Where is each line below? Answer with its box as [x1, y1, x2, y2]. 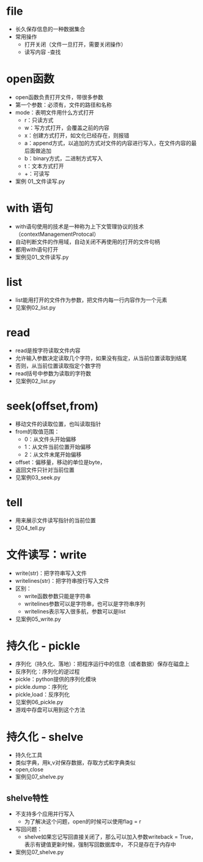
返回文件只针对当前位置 [15, 466, 75, 473]
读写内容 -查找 [24, 48, 61, 56]
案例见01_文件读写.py [15, 253, 69, 261]
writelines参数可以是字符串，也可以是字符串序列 [24, 600, 146, 607]
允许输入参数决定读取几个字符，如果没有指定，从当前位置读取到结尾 [15, 354, 187, 362]
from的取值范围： [15, 427, 60, 435]
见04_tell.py [15, 524, 46, 531]
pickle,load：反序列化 [15, 691, 70, 699]
